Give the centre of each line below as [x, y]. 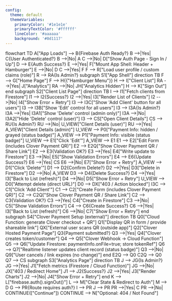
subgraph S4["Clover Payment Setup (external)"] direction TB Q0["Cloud [83, 216]
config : [14, 10]
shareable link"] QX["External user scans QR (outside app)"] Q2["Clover [81, 227]
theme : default [26, 15]
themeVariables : [27, 19]
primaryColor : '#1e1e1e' [41, 24]
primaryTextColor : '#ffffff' [46, 29]
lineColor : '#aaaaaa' [37, 34]
